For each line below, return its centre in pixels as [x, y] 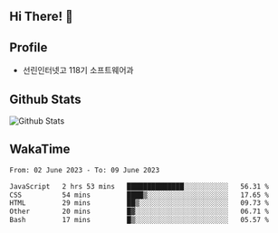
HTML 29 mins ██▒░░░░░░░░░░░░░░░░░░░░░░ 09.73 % [139, 203]
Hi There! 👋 [42, 17]
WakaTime [40, 149]
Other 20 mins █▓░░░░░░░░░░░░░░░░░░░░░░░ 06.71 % [139, 212]
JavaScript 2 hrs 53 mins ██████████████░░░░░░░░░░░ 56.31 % [139, 186]
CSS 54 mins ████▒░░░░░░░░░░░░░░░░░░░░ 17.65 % [139, 195]
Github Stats [45, 99]
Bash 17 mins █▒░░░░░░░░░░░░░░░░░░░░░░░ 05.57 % [139, 220]
